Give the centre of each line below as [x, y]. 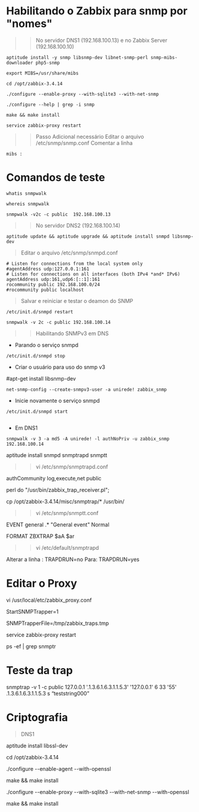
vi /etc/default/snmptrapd [67, 547]
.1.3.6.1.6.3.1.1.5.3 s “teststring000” [48, 693]
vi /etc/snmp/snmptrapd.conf [72, 467]
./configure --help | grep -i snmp [50, 105]
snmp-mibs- [164, 57]
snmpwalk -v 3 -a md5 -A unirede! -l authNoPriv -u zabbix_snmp [88, 439]
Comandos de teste [56, 178]
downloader [20, 63]
